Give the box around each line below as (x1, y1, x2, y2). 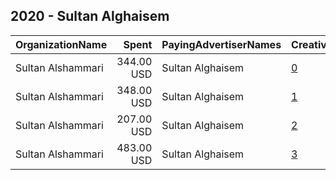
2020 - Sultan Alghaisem (10, 8, 170, 25)
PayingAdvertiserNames (161, 37, 282, 51)
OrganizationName (15, 37, 108, 51)
